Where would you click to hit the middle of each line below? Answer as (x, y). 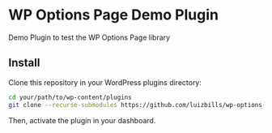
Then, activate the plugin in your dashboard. (82, 120)
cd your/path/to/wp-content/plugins (70, 97)
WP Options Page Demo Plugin (113, 15)
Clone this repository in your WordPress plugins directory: (105, 82)
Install (24, 63)
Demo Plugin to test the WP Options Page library (89, 37)
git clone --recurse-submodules (63, 105)
